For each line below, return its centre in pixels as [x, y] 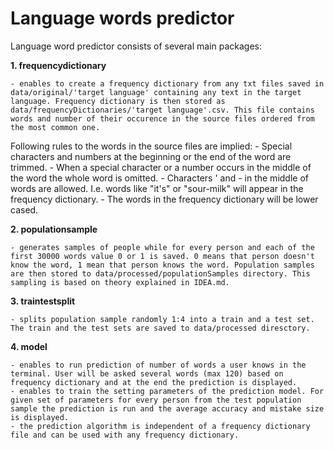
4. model [29, 346]
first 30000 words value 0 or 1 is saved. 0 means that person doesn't [162, 256]
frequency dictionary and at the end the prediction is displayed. [154, 382]
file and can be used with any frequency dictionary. [125, 435]
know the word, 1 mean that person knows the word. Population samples [162, 265]
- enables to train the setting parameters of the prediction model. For [167, 391]
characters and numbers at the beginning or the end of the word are [151, 156]
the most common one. [55, 127]
